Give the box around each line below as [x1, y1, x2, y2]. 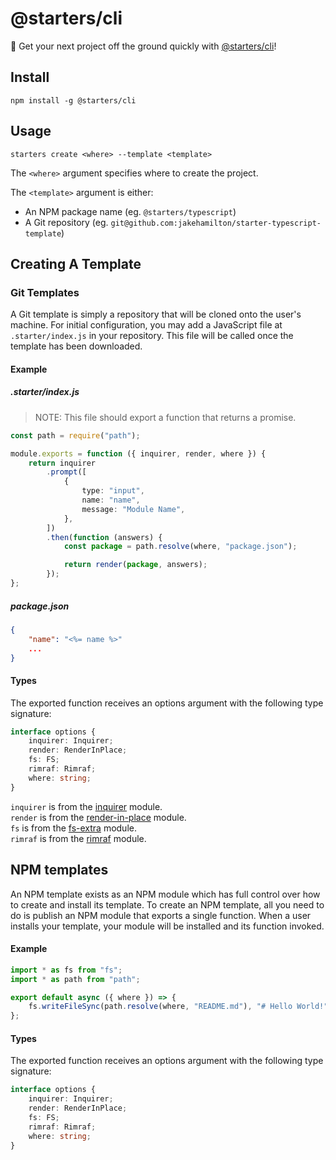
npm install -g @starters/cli [10, 95, 137, 106]
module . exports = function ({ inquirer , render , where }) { [10, 448, 267, 459]
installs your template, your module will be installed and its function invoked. [10, 920, 325, 932]
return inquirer [28, 458, 97, 468]
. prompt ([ [46, 467, 87, 477]
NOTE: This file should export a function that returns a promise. [34, 411, 297, 423]
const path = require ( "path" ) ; [10, 430, 141, 441]
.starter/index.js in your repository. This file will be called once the [10, 330, 294, 342]
